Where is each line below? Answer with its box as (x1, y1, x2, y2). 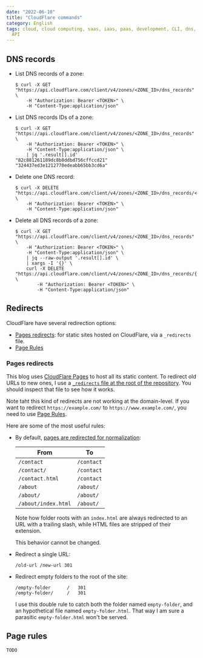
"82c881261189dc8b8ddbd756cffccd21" (15, 157, 108, 163)
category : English (6, 20, 53, 26)
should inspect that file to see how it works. (6, 386, 115, 393)
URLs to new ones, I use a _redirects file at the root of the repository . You (6, 380, 191, 387)
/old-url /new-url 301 (15, 562, 73, 569)
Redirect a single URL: (15, 551, 71, 558)
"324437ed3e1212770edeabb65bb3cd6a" (15, 162, 108, 169)
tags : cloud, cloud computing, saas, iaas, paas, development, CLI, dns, (6, 25, 197, 32)
